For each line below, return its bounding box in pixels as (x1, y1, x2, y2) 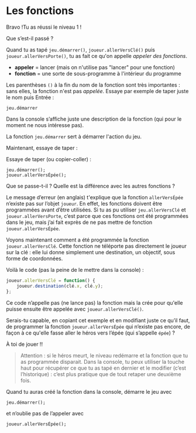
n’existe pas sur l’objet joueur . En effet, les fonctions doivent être (6, 200, 163, 207)
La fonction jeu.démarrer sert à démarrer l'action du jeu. (6, 133, 142, 140)
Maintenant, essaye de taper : (6, 144, 78, 151)
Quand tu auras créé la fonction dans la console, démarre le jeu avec (6, 388, 172, 395)
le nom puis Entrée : (6, 94, 54, 101)
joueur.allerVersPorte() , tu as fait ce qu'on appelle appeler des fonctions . (6, 52, 187, 59)
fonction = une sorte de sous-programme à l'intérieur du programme (14, 70, 181, 77)
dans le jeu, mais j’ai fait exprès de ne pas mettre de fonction (6, 219, 153, 226)
